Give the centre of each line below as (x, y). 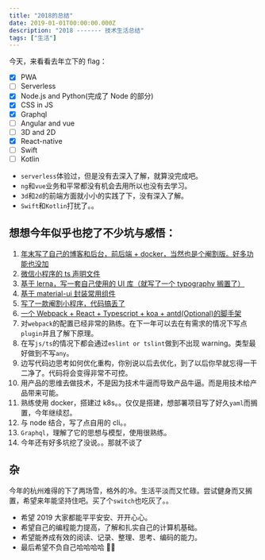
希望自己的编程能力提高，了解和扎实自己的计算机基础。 (111, 527)
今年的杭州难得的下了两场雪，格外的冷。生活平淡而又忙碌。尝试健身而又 (127, 490)
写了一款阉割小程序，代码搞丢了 (73, 303)
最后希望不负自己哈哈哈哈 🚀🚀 (68, 547)
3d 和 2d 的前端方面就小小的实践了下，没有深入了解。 (104, 195)
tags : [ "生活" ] (33, 38)
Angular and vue (47, 123)
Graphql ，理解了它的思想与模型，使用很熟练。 (96, 432)
